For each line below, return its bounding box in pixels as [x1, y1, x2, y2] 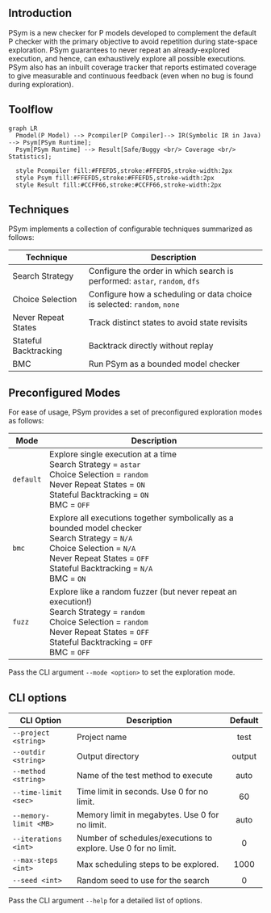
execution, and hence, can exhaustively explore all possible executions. [8, 53, 246, 63]
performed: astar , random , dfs [88, 276, 200, 287]
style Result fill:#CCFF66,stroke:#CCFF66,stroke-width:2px [15, 181, 222, 189]
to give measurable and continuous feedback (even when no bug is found [8, 70, 254, 80]
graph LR [8, 124, 38, 133]
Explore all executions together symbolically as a [49, 512, 234, 524]
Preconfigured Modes [8, 385, 121, 399]
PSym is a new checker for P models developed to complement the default [8, 27, 256, 37]
